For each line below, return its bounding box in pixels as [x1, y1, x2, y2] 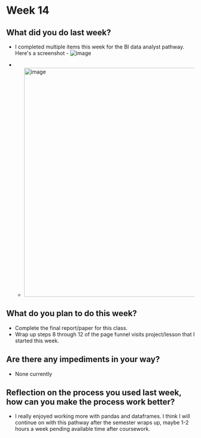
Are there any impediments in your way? [6, 354, 160, 365]
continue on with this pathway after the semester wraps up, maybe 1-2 [14, 419, 189, 426]
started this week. [14, 337, 60, 344]
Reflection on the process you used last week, [6, 388, 182, 398]
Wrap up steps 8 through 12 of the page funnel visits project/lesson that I [14, 330, 195, 338]
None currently [14, 370, 53, 377]
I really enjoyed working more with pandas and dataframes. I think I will [14, 413, 190, 420]
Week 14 [6, 4, 50, 17]
